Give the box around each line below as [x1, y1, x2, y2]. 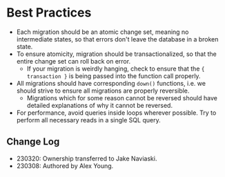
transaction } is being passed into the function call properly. [26, 71, 201, 80]
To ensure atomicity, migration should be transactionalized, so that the [16, 50, 217, 58]
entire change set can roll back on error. [16, 57, 131, 65]
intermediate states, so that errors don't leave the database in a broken [16, 35, 219, 43]
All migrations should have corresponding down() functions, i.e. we [16, 79, 206, 87]
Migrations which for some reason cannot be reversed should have [26, 93, 218, 102]
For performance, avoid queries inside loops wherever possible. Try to [16, 109, 217, 117]
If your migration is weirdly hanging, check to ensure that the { [26, 64, 205, 73]
